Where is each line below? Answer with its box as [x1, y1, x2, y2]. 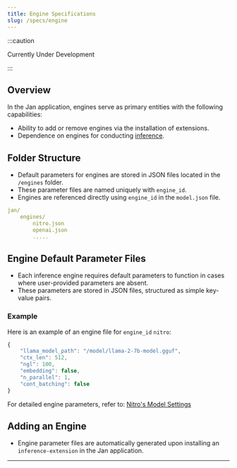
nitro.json [32, 220, 65, 227]
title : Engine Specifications [7, 10, 97, 18]
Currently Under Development [7, 50, 95, 59]
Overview [7, 84, 51, 96]
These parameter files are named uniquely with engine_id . [17, 186, 187, 194]
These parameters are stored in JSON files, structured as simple [17, 287, 205, 295]
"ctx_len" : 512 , [20, 354, 68, 361]
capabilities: [7, 110, 42, 119]
